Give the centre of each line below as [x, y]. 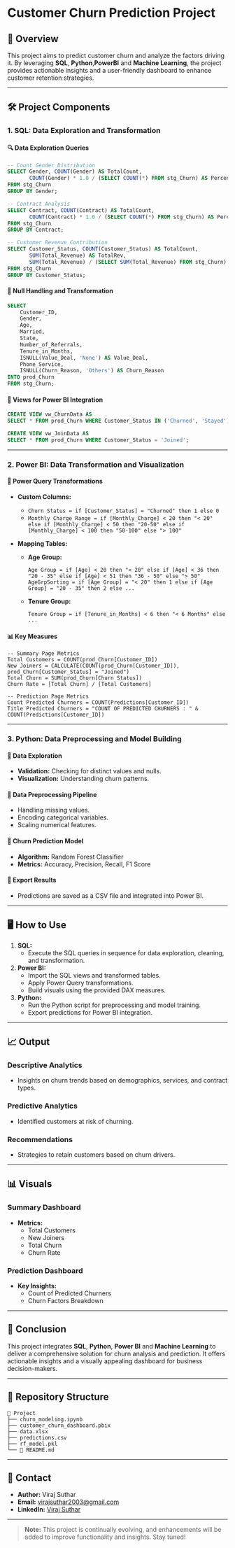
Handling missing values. [54, 810]
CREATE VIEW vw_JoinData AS [48, 434]
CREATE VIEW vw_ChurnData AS [50, 414]
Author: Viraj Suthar [47, 1495]
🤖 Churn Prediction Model [45, 841]
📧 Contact [29, 1478]
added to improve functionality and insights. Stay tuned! [105, 1537]
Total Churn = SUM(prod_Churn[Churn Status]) [74, 678]
